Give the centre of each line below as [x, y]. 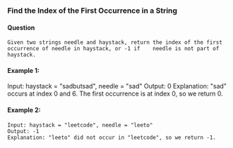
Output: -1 [23, 131]
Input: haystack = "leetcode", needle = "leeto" [80, 125]
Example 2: [24, 110]
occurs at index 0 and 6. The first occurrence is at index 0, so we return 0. [115, 93]
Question [21, 28]
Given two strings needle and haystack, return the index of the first [115, 42]
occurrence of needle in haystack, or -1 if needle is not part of [113, 49]
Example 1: [24, 70]
